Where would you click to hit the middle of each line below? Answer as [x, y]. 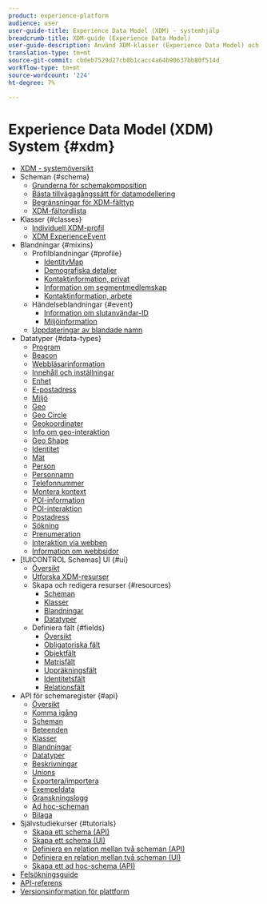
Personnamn [53, 475]
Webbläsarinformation [68, 364]
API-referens [41, 883]
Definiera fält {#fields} [68, 628]
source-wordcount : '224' [50, 75]
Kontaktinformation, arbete [88, 296]
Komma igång [54, 713]
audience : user [34, 23]
